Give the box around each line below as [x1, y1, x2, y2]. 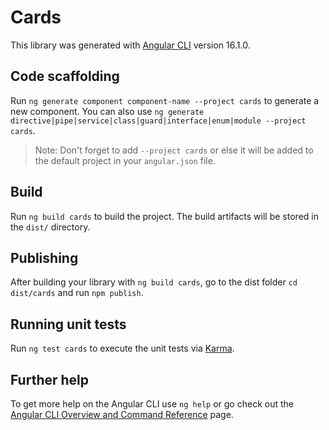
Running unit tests [10, 316, 127, 333]
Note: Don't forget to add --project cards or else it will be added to [34, 144, 314, 156]
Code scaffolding [10, 68, 120, 85]
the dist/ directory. [10, 221, 91, 233]
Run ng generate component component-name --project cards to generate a [10, 94, 320, 106]
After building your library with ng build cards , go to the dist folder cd [10, 276, 298, 288]
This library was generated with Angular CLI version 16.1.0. [10, 39, 251, 51]
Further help [10, 371, 90, 388]
